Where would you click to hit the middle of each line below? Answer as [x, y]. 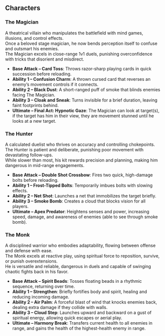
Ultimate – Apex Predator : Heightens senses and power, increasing [81, 211]
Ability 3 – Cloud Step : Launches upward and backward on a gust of [82, 313]
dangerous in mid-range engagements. [45, 165]
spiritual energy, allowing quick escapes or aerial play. [67, 318]
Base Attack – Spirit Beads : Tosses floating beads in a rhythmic [77, 281]
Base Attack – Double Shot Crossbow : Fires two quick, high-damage [82, 175]
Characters [23, 8]
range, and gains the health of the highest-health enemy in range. [79, 328]
